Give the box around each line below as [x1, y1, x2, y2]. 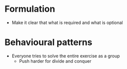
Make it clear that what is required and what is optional [11, 20, 123, 25]
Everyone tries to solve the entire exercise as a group [11, 53, 120, 59]
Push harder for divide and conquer [19, 58, 92, 64]
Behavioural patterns [4, 37, 93, 48]
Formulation [4, 3, 55, 15]
